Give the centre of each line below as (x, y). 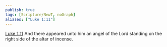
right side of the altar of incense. (39, 39)
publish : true (20, 10)
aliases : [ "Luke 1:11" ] (30, 19)
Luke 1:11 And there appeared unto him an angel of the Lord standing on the (84, 34)
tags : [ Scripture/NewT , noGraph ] (40, 15)
